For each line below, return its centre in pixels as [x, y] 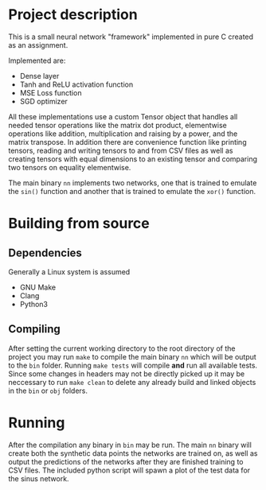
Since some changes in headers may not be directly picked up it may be [127, 373]
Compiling [35, 329]
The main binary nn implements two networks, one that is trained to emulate [133, 183]
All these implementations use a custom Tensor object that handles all [123, 116]
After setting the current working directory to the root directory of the [122, 348]
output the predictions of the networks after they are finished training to [126, 461]
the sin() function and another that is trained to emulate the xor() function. [132, 191]
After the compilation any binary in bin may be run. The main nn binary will [130, 445]
